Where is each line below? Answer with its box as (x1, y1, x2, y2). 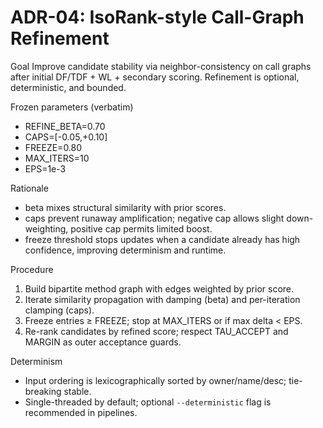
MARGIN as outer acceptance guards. (24, 336, 182, 348)
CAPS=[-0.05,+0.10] (24, 131, 108, 143)
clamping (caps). (24, 304, 95, 316)
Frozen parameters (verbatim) (10, 101, 134, 113)
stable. (63, 385, 92, 397)
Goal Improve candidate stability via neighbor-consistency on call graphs (10, 60, 312, 72)
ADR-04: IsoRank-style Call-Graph (10, 6, 305, 29)
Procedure (10, 263, 54, 275)
